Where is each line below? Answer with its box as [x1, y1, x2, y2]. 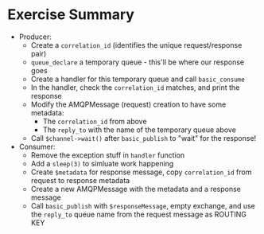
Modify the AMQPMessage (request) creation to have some [30, 99, 227, 109]
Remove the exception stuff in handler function [30, 150, 185, 160]
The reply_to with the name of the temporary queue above [42, 125, 236, 135]
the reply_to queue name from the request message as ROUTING [30, 209, 247, 219]
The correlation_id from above [42, 116, 148, 126]
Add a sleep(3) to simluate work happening [30, 158, 174, 168]
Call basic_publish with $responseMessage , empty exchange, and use [30, 201, 256, 210]
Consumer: [18, 142, 56, 151]
